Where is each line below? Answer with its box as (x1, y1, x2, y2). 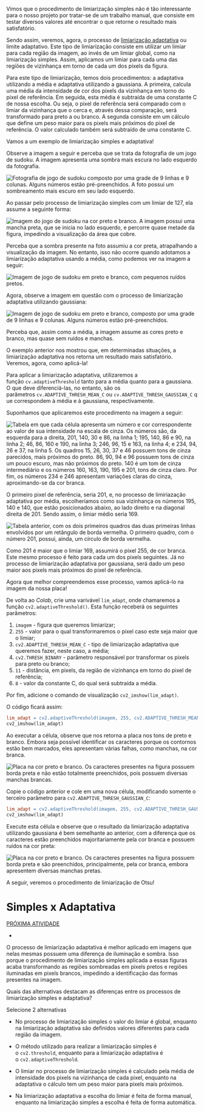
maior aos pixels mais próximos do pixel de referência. (6, 566, 143, 574)
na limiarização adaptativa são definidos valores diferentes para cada (15, 1024, 189, 1032)
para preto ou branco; (15, 660, 70, 667)
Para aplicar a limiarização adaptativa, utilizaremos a (6, 371, 138, 379)
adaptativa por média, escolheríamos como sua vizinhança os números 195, (6, 497, 196, 505)
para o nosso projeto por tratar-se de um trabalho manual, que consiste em (6, 12, 195, 19)
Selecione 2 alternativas (6, 1006, 67, 1014)
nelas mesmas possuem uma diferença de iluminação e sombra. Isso (6, 950, 179, 958)
